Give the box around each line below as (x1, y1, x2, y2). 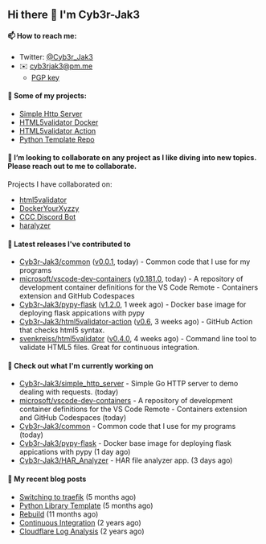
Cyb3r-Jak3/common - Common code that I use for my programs (18, 422, 236, 431)
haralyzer (18, 220, 51, 230)
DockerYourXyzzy (18, 204, 80, 213)
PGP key (31, 72, 59, 82)
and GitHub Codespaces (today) (18, 413, 126, 422)
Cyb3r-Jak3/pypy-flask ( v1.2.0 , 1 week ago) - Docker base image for (18, 299, 247, 310)
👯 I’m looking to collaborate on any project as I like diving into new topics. (7, 153, 257, 163)
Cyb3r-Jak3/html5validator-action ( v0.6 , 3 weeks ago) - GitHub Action (18, 317, 253, 327)
